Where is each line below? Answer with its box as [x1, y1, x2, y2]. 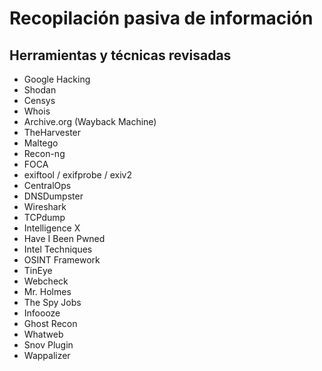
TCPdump [23, 212, 66, 223]
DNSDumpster [23, 190, 84, 202]
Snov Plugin [23, 339, 74, 351]
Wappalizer [23, 350, 71, 361]
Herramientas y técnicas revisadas [9, 47, 232, 64]
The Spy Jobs [23, 297, 82, 308]
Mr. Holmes [23, 286, 72, 297]
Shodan [23, 84, 57, 96]
